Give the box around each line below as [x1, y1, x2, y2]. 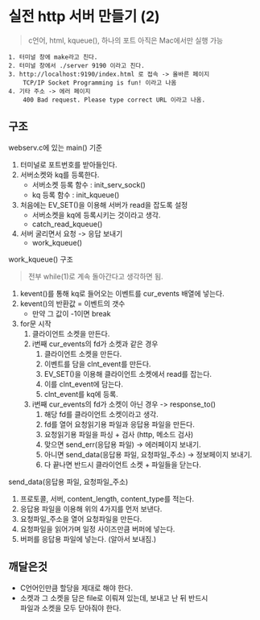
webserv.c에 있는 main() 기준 [8, 143, 103, 152]
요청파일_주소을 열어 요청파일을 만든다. [19, 514, 142, 523]
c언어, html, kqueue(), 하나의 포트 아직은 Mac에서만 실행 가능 [27, 35, 224, 45]
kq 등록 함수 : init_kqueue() [31, 190, 120, 200]
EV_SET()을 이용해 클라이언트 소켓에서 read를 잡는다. [43, 369, 212, 378]
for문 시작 [19, 319, 52, 329]
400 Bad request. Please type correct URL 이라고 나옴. [23, 96, 206, 104]
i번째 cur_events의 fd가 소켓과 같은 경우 [31, 339, 159, 349]
